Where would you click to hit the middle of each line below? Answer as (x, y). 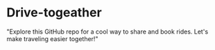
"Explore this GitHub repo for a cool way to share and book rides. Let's (108, 32)
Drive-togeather (54, 13)
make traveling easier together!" (52, 38)
